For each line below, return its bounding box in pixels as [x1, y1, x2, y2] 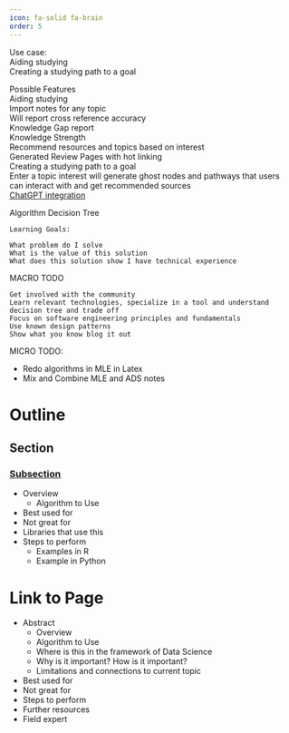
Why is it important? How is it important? [35, 656, 188, 667]
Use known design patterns [9, 321, 111, 331]
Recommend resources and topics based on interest [9, 142, 206, 152]
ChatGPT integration [9, 190, 86, 200]
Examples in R [35, 546, 89, 557]
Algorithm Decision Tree [9, 207, 100, 218]
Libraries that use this [22, 527, 104, 538]
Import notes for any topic [9, 103, 107, 113]
